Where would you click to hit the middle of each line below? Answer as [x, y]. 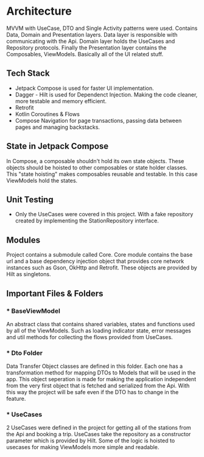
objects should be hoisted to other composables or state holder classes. [97, 167]
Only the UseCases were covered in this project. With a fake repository [104, 214]
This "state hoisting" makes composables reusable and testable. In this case [102, 174]
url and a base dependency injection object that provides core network [95, 261]
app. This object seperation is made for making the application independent [101, 379]
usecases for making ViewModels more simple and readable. [83, 447]
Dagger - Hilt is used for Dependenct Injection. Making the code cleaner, [106, 94]
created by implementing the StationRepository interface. [87, 221]
